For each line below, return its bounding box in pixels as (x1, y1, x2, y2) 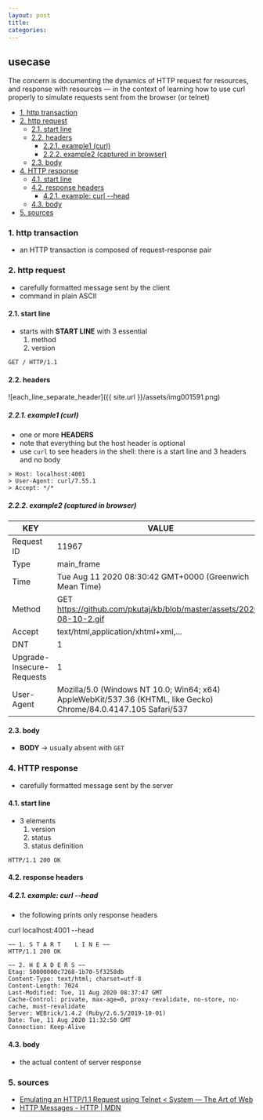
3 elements (19, 815, 56, 825)
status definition (31, 841, 84, 850)
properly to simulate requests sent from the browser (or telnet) (8, 93, 210, 102)
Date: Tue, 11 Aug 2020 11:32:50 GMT (8, 1016, 131, 1024)
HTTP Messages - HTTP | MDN (19, 1103, 121, 1112)
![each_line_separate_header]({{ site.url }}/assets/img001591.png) (8, 392, 221, 402)
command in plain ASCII (19, 291, 97, 301)
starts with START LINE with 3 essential (19, 327, 147, 336)
